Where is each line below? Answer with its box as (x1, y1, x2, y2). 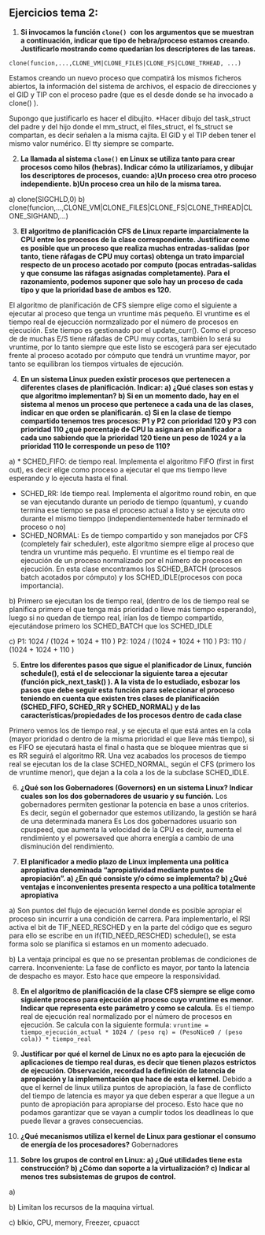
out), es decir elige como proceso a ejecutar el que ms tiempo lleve (9, 465, 227, 474)
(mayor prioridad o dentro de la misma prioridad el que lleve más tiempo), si (9, 733, 255, 744)
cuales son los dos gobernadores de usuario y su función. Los (20, 791, 227, 800)
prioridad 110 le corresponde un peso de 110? (20, 441, 171, 450)
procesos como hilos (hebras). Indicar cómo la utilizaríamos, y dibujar (20, 162, 254, 172)
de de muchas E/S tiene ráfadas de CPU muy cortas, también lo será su (9, 334, 241, 343)
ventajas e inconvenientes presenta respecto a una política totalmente (20, 882, 256, 891)
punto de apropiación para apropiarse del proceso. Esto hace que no (20, 1099, 244, 1109)
